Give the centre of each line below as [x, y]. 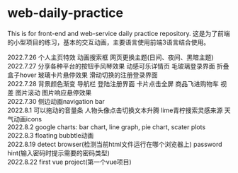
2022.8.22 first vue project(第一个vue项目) [70, 162]
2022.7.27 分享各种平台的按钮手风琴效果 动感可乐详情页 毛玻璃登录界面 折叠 [118, 66]
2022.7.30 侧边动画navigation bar [56, 101]
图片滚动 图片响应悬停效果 [53, 93]
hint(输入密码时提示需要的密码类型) [58, 153]
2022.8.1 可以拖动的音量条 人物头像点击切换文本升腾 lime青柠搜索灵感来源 [115, 110]
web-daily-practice [66, 13]
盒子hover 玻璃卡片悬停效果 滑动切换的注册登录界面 [83, 75]
